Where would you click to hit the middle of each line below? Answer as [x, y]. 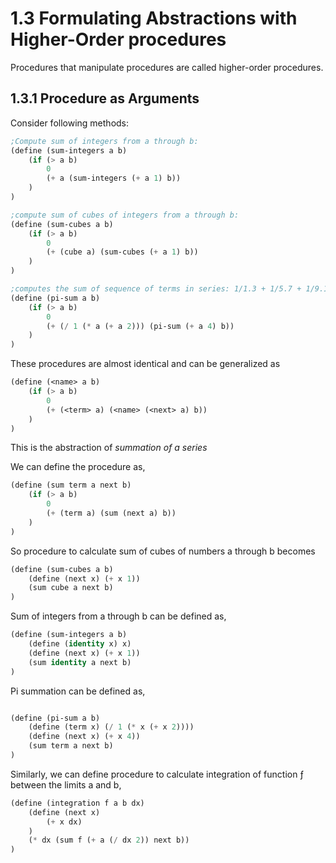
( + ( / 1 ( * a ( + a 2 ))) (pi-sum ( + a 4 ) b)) [140, 326]
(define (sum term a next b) [71, 485]
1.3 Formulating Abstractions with [154, 18]
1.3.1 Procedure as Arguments [105, 98]
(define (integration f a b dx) [77, 803]
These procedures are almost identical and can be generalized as [145, 364]
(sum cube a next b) [71, 588]
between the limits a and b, [66, 784]
